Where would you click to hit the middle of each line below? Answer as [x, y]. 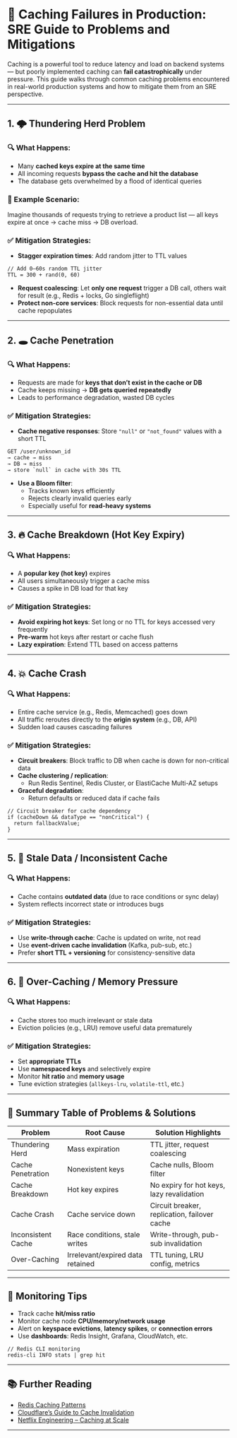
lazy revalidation [177, 1194]
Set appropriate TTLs [49, 1061]
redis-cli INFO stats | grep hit [56, 1355]
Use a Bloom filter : [45, 483]
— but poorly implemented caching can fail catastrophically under [105, 71]
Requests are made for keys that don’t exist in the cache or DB [110, 382]
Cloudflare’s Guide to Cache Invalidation [76, 1412]
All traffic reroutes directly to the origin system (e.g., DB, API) [107, 719]
